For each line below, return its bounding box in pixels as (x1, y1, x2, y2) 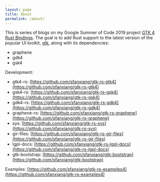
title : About (5, 12, 32, 17)
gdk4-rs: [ (12, 100, 33, 106)
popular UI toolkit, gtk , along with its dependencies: (5, 40, 109, 46)
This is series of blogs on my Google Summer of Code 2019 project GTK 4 (5, 30, 155, 36)
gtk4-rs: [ (12, 79, 32, 85)
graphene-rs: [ (12, 110, 42, 116)
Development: (5, 69, 33, 75)
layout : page (5, 7, 32, 12)
